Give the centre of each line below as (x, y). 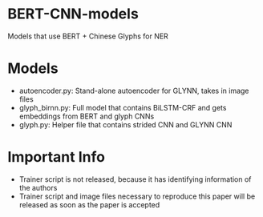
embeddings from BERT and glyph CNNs (87, 116)
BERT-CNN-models (73, 14)
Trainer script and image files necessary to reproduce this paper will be (137, 196)
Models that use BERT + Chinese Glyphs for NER (88, 36)
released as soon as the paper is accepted (89, 204)
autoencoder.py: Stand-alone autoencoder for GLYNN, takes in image (134, 90)
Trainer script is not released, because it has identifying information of (135, 179)
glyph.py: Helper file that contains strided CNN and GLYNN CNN (125, 124)
